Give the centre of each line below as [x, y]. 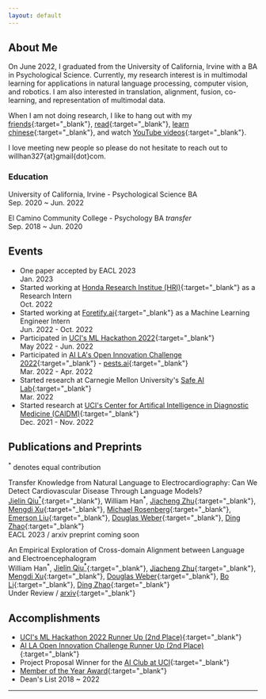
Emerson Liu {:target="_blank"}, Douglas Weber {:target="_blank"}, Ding [124, 518]
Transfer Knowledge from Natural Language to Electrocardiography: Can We [133, 483]
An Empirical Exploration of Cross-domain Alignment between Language [127, 550]
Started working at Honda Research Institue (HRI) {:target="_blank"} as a [137, 287]
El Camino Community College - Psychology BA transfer [100, 218]
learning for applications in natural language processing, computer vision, [128, 83]
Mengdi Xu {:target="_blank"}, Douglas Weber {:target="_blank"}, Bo [119, 576]
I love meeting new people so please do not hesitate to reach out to [118, 148]
